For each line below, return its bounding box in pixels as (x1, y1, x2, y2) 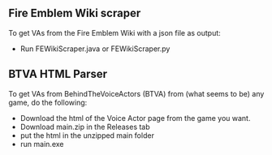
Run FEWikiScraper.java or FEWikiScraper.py (19, 44, 171, 54)
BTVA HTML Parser (8, 67, 108, 81)
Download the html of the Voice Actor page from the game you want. (19, 113, 251, 123)
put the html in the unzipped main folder (19, 130, 154, 140)
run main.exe (19, 139, 64, 149)
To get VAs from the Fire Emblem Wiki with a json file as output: (8, 28, 221, 37)
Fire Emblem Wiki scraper (8, 6, 141, 20)
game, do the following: (8, 97, 88, 107)
